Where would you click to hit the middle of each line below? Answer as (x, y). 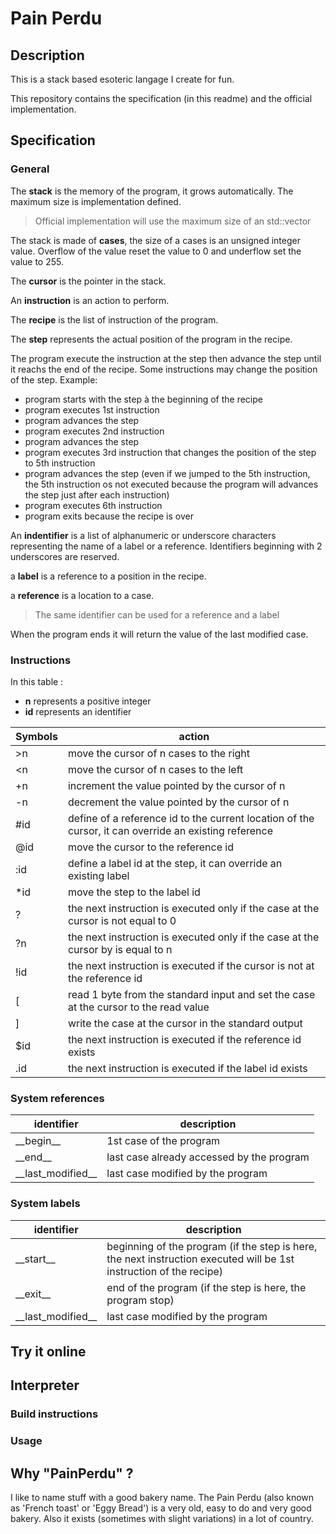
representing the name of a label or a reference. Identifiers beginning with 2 (166, 546)
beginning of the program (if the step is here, (212, 1246)
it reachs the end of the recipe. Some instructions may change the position (164, 369)
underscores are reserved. (65, 556)
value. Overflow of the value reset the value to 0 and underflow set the (156, 251)
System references (57, 1098)
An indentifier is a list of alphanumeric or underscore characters (143, 535)
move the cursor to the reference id (150, 847)
